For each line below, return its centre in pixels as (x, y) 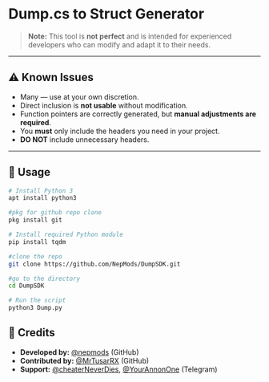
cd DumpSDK (26, 286)
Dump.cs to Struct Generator (106, 14)
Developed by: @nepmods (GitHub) (79, 352)
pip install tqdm (37, 242)
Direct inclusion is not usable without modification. (104, 105)
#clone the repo (35, 256)
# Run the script (37, 301)
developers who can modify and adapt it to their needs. (119, 44)
